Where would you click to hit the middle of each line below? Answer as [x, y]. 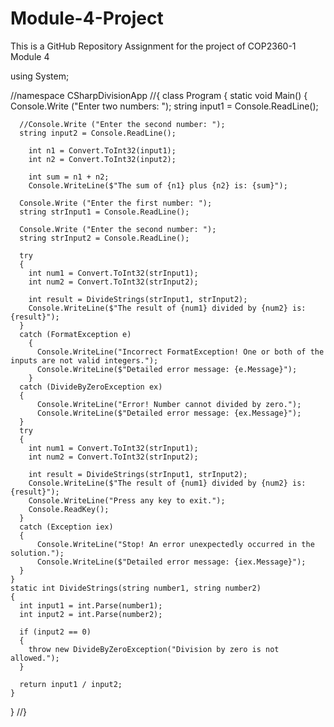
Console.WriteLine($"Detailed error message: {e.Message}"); [167, 369]
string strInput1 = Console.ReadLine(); [104, 212]
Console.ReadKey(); [69, 509]
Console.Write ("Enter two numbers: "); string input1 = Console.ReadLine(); [164, 106]
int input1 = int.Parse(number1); [91, 605]
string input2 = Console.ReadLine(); [98, 133]
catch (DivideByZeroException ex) [91, 387]
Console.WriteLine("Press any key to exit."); [127, 500]
